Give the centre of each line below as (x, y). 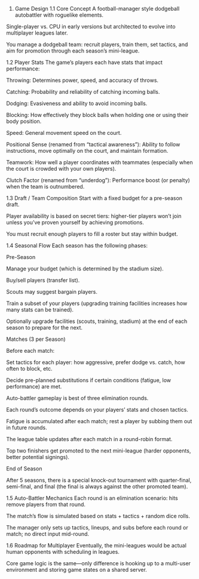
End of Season (24, 469)
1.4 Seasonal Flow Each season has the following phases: (77, 245)
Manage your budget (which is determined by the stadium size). (85, 269)
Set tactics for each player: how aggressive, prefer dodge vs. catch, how (96, 362)
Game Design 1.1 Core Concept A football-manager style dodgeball (97, 9)
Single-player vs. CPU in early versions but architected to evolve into (91, 27)
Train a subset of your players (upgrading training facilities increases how (97, 303)
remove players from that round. (46, 504)
